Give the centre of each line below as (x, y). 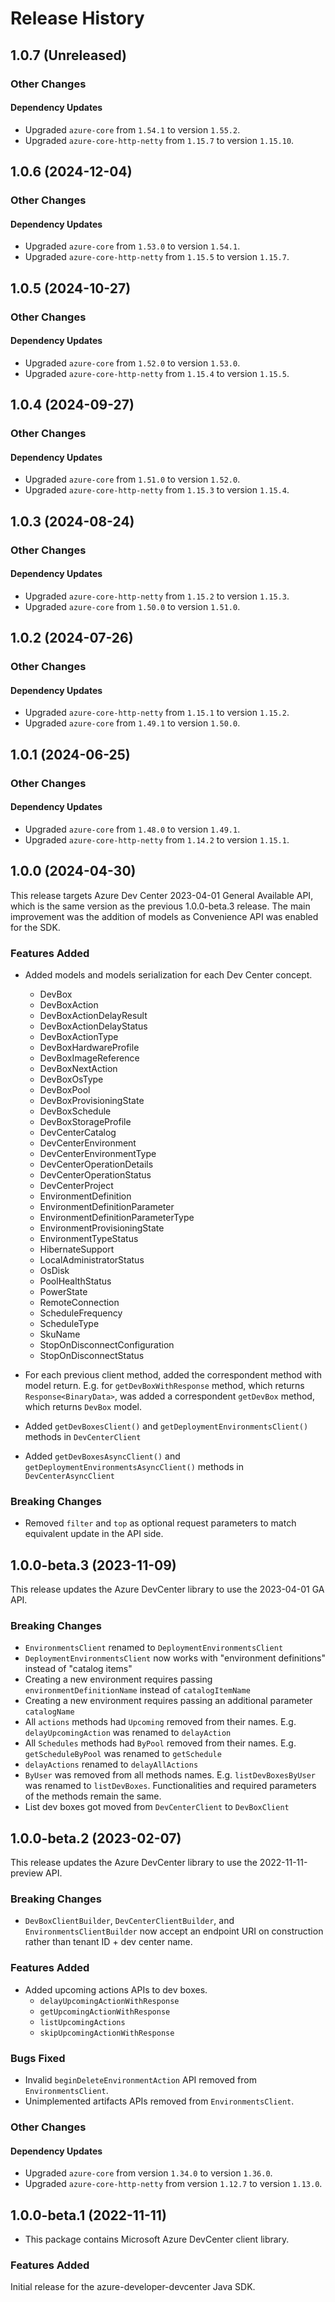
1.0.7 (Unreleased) (68, 55)
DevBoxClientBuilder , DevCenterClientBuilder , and (129, 1921)
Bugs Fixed (38, 2058)
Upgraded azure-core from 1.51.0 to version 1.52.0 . (132, 479)
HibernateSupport (77, 1249)
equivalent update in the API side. (94, 1534)
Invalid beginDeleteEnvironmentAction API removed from (140, 2080)
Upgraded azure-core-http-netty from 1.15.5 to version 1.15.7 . (157, 257)
